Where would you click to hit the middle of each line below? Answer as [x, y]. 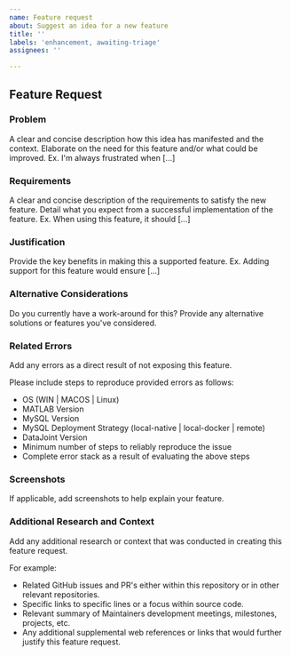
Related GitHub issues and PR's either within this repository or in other [150, 585]
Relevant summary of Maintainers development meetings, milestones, [149, 613]
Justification [37, 243]
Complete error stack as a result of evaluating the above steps [136, 456]
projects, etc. [46, 622]
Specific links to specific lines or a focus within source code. [133, 604]
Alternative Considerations [69, 294]
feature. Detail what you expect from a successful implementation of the [141, 210]
